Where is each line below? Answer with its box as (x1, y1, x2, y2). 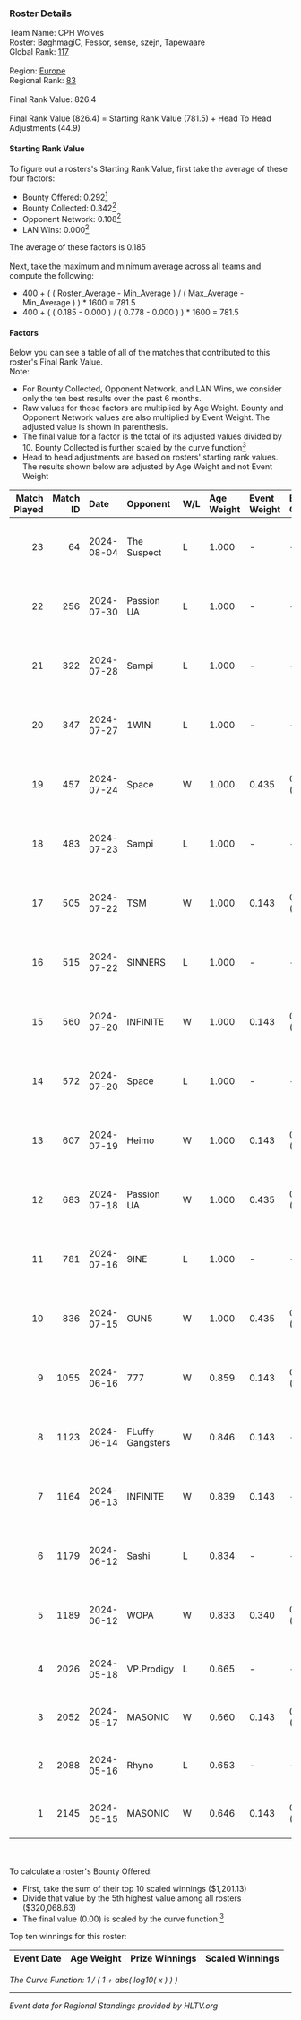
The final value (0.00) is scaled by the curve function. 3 (21, 1912, 224, 1924)
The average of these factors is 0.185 (9, 242, 146, 253)
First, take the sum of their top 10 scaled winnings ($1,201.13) (21, 1883, 247, 1894)
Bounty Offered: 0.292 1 (21, 190, 108, 202)
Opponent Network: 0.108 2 (21, 211, 122, 224)
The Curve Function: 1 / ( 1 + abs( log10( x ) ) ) (9, 1974, 178, 1985)
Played (13, 503, 44, 515)
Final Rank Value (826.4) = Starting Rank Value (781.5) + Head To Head (9, 113, 271, 124)
